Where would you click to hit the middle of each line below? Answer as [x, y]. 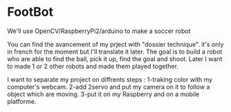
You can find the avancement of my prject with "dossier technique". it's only [115, 44]
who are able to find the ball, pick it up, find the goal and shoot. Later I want [115, 58]
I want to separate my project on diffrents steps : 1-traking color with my [110, 79]
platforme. [22, 101]
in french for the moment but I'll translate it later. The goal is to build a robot [115, 52]
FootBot [30, 12]
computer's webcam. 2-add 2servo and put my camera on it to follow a [109, 87]
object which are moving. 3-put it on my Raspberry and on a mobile [103, 94]
